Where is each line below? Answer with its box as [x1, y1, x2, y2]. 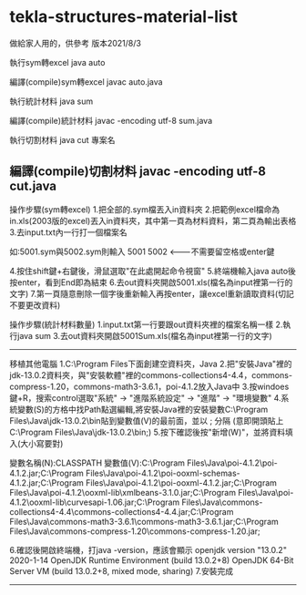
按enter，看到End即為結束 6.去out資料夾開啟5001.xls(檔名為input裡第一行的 [9, 276, 293, 288]
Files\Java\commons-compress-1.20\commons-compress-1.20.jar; [9, 526, 261, 537]
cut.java [9, 179, 57, 194]
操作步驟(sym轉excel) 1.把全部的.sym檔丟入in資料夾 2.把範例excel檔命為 [9, 203, 280, 215]
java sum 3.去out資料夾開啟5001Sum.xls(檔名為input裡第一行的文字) [16, 330, 273, 341]
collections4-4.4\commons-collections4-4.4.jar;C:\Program [9, 506, 234, 517]
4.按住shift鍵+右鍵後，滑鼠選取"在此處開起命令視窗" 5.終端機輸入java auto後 [9, 265, 296, 276]
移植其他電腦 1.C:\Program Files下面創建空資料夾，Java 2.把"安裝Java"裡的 [9, 358, 293, 369]
